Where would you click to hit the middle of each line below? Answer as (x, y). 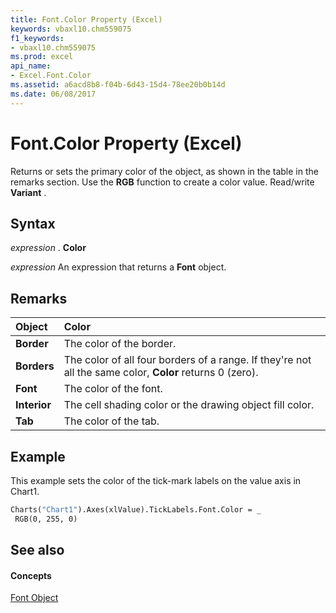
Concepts (31, 575)
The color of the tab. (111, 421)
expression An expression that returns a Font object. (118, 267)
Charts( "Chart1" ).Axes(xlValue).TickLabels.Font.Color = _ (136, 510)
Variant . (28, 192)
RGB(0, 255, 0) (46, 519)
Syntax (33, 223)
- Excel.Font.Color (51, 76)
